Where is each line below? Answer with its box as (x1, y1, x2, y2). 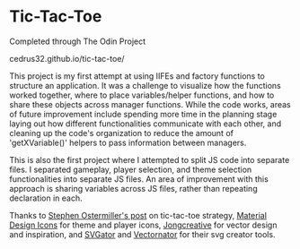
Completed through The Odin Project (9, 36, 146, 47)
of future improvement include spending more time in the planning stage (9, 108, 278, 119)
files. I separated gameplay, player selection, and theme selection (9, 164, 252, 175)
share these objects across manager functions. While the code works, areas (9, 99, 291, 109)
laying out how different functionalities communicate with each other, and (9, 118, 281, 129)
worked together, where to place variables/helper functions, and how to (9, 90, 275, 100)
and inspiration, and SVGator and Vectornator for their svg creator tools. (9, 228, 276, 239)
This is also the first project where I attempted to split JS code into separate (9, 154, 290, 165)
